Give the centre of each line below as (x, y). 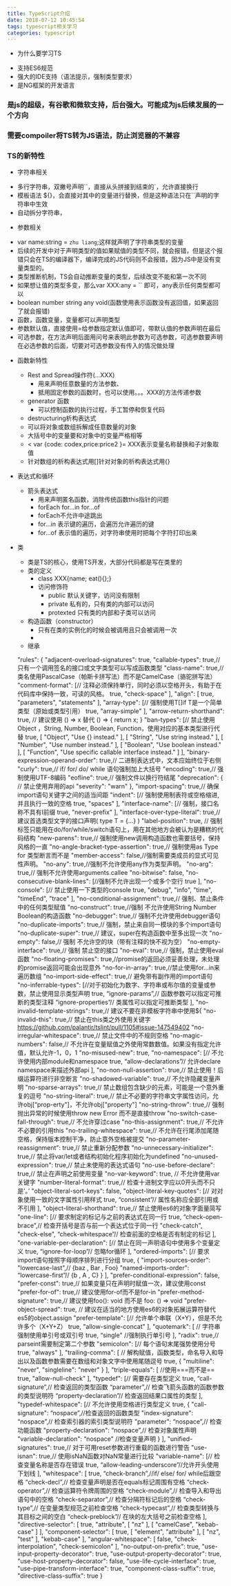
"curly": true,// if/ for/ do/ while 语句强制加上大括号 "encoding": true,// (116, 769)
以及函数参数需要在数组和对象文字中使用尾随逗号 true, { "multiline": (119, 1361)
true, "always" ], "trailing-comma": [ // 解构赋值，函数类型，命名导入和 (117, 1352)
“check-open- (203, 1217)
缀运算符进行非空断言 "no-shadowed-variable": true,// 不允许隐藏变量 (116, 1079)
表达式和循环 (35, 476)
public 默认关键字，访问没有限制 (94, 596)
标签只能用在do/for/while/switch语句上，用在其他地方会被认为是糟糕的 (117, 829)
